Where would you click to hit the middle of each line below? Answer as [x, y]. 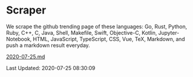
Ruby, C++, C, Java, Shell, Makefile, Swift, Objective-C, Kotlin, [82, 32]
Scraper [26, 10]
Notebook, [19, 39]
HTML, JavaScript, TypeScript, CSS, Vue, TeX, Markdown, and [109, 39]
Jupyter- [169, 32]
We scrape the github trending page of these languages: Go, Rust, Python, [97, 26]
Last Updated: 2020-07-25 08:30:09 [51, 68]
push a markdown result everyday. [48, 45]
